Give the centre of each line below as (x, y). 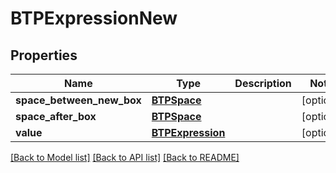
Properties (44, 55)
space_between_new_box (78, 100)
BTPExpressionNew (94, 18)
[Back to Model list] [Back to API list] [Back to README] (125, 157)
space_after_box (56, 116)
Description (263, 83)
